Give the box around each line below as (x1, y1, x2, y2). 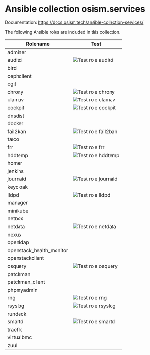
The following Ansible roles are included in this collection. (5, 29, 121, 35)
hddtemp (7, 152, 28, 158)
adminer (7, 49, 27, 56)
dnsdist (7, 112, 25, 119)
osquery (7, 262, 27, 269)
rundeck (7, 310, 27, 317)
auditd (7, 57, 22, 63)
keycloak (7, 183, 28, 190)
